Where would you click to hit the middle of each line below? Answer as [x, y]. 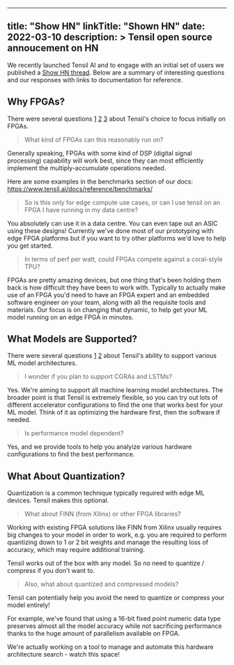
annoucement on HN [53, 48]
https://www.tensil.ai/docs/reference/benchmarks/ [80, 188]
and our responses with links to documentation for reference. [95, 80]
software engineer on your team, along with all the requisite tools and [107, 302]
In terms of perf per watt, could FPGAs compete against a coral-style [123, 259]
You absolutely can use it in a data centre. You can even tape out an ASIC [112, 223]
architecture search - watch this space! [64, 655]
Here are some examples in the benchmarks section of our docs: [100, 181]
